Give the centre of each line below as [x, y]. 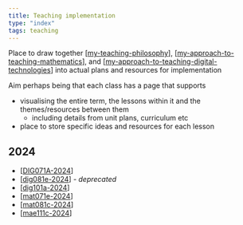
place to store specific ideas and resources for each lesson [117, 126]
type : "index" [32, 23]
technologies [29, 70]
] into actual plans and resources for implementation [136, 70]
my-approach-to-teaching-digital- [161, 61]
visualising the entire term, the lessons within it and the [110, 101]
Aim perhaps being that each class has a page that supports [107, 85]
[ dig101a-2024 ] [45, 187]
